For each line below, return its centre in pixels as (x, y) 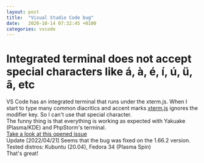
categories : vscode (31, 29)
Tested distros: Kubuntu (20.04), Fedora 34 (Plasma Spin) (79, 147)
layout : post (23, 12)
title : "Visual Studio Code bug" (50, 18)
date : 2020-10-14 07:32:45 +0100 (51, 23)
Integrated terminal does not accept (99, 59)
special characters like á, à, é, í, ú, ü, (100, 72)
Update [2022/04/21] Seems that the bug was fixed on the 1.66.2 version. (98, 140)
